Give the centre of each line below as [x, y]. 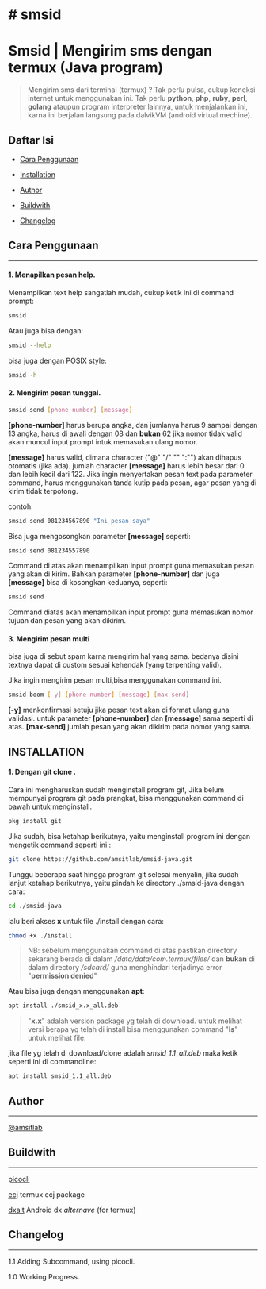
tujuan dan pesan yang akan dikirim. [67, 621]
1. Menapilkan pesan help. [52, 275]
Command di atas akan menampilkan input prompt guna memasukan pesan [131, 566]
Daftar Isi [31, 140]
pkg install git [35, 821]
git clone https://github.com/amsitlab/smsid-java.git [101, 859]
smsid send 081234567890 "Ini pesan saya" [79, 521]
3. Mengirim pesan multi [49, 639]
